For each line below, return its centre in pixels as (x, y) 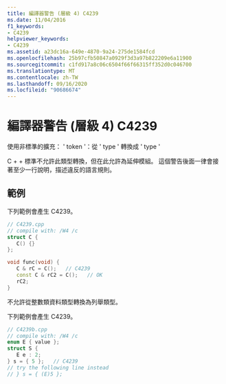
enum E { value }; (33, 342)
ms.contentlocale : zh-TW (43, 77)
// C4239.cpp (26, 224)
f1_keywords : (26, 26)
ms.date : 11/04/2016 (37, 20)
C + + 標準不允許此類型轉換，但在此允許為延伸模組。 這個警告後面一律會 (110, 161)
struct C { (23, 237)
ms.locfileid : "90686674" (44, 90)
